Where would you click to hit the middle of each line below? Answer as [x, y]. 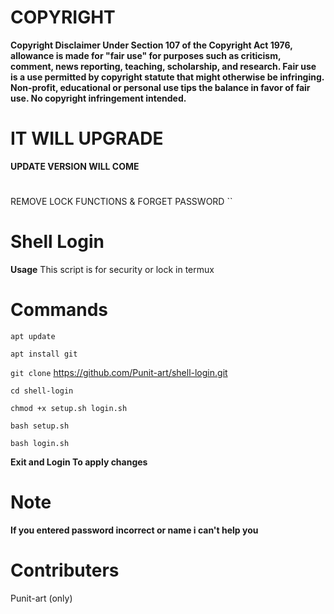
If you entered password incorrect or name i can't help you [134, 530]
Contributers [65, 570]
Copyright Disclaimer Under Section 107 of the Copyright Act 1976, [151, 45]
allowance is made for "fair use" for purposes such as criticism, [146, 55]
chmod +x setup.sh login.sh [69, 408]
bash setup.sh [40, 426]
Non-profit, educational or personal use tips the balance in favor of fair [160, 87]
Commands [59, 310]
